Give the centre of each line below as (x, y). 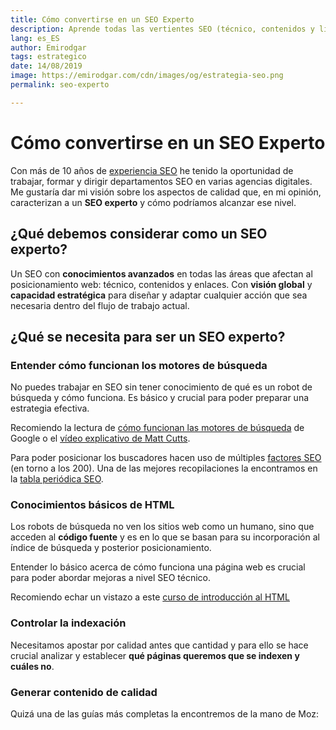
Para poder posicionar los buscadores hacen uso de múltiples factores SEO (166, 458)
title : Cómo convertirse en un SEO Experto (102, 19)
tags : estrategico (48, 57)
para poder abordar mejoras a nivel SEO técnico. (111, 578)
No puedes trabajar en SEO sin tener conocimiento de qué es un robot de (161, 387)
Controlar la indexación (68, 623)
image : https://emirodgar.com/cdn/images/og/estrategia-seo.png (147, 76)
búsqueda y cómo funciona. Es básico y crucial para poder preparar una (160, 398)
